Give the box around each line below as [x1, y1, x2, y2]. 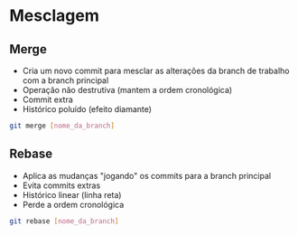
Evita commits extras [22, 180, 101, 191]
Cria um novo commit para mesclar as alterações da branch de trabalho [22, 65, 291, 76]
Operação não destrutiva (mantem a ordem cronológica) [22, 85, 233, 95]
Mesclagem [9, 5, 99, 26]
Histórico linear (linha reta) [22, 189, 122, 200]
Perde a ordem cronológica [22, 199, 125, 210]
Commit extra [22, 94, 74, 105]
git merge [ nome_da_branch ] [9, 121, 116, 130]
